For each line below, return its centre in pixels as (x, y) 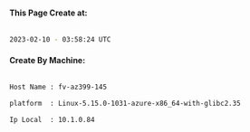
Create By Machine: (48, 60)
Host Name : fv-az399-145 (58, 87)
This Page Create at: (48, 13)
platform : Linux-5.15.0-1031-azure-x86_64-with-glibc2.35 (125, 104)
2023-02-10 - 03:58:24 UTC (60, 40)
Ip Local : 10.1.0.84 (52, 120)
